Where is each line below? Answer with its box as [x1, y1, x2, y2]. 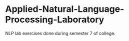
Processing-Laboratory [5, 14, 104, 25]
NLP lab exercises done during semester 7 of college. [5, 30, 116, 36]
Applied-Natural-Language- [5, 3, 124, 15]
